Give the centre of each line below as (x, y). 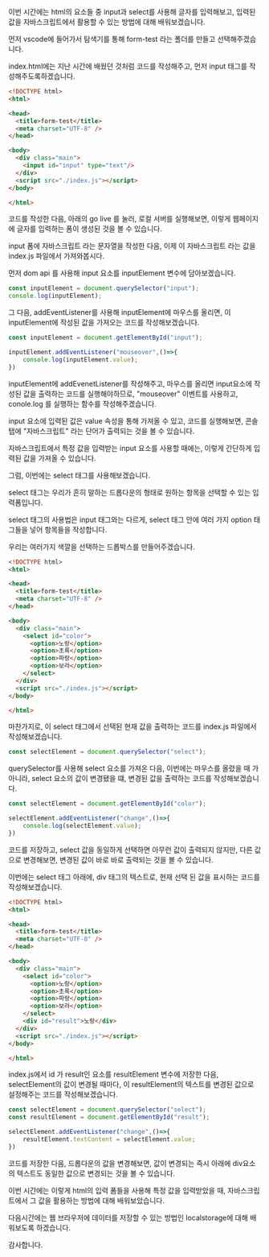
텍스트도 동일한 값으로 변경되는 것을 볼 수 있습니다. (96, 1173)
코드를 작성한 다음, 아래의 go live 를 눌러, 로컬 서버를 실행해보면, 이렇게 (120, 219)
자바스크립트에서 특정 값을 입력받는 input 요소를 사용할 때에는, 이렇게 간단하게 (130, 448)
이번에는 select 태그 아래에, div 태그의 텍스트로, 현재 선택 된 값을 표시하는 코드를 (134, 877)
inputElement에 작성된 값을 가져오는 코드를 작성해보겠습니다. (104, 323)
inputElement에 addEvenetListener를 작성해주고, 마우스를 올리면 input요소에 (130, 383)
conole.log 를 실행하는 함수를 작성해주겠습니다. (82, 403)
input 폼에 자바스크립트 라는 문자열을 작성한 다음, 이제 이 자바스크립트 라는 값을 (132, 246)
